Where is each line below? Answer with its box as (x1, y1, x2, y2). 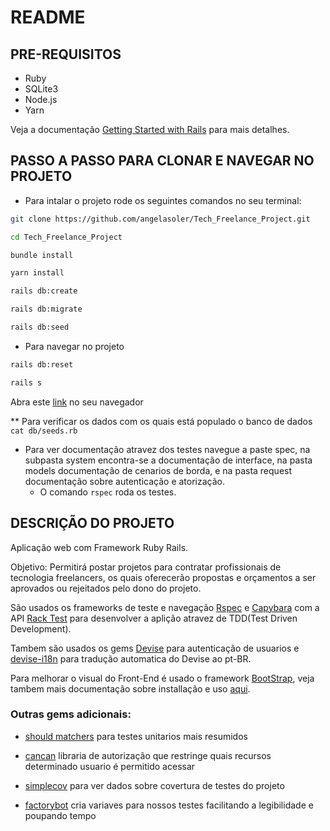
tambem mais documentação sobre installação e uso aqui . (10, 682, 251, 695)
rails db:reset (10, 359, 74, 370)
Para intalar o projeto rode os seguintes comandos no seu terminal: (24, 194, 302, 206)
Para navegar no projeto (24, 340, 125, 352)
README (10, 6, 86, 29)
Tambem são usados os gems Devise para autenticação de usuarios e (10, 642, 300, 654)
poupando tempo (24, 809, 97, 821)
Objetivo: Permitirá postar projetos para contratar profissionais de (10, 561, 282, 573)
